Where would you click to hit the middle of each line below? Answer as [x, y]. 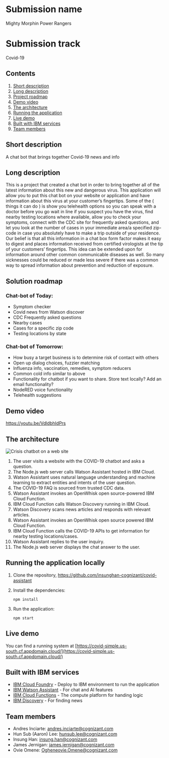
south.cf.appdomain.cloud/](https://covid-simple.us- [60, 651]
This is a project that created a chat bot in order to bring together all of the [83, 185]
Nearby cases [27, 323]
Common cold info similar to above [49, 374]
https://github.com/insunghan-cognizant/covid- [107, 575]
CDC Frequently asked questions [47, 317]
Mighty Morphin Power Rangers [39, 23]
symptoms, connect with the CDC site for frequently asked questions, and [82, 222]
